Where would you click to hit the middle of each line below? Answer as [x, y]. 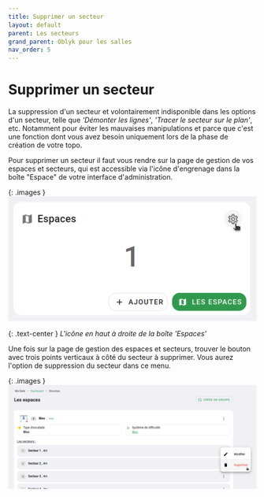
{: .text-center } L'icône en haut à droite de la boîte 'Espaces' [108, 333]
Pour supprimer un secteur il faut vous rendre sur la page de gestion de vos [131, 161]
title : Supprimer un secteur [56, 17]
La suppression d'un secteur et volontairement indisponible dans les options [132, 112]
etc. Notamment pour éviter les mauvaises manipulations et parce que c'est [131, 128]
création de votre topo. [45, 145]
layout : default [35, 25]
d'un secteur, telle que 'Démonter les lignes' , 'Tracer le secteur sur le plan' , [130, 120]
